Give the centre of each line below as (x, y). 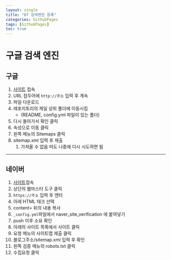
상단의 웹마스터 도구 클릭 (38, 189)
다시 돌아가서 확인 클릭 (36, 121)
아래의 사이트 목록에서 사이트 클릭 (46, 227)
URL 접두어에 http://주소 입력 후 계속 (50, 96)
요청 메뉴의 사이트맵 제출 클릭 (42, 233)
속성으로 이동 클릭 (31, 127)
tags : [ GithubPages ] (28, 24)
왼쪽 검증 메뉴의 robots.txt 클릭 (44, 246)
